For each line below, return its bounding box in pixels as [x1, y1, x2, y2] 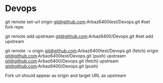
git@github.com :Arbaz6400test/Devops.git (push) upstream [5, 53, 126, 58]
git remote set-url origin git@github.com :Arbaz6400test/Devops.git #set [5, 19, 150, 25]
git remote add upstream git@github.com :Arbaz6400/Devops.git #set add [5, 33, 153, 39]
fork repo [5, 24, 24, 29]
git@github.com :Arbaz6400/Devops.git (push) [5, 63, 98, 69]
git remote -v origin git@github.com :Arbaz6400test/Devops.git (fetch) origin [5, 48, 159, 54]
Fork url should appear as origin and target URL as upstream [5, 72, 127, 78]
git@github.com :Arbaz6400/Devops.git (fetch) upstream [5, 58, 119, 64]
